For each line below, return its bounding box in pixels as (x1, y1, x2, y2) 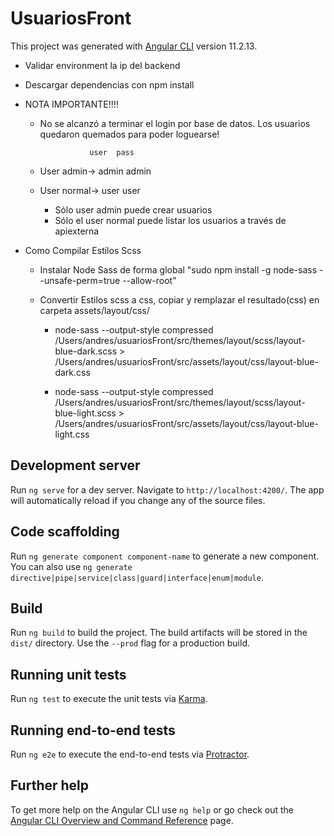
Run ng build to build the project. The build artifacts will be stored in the (10, 627, 308, 639)
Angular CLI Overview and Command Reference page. (10, 814, 234, 826)
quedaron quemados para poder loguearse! (39, 128, 220, 140)
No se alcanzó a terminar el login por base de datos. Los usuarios (39, 117, 311, 129)
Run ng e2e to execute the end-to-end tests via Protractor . (10, 748, 250, 760)
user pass (89, 147, 135, 157)
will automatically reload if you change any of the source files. (10, 494, 266, 506)
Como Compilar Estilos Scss (24, 244, 142, 256)
